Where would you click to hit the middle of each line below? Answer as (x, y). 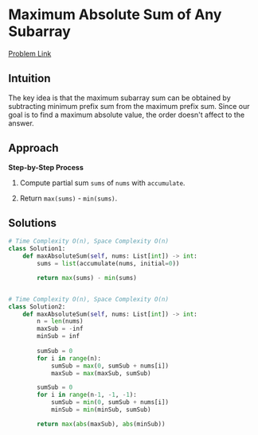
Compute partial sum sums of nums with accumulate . (102, 183)
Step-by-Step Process (46, 167)
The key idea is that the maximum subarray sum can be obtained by (119, 98)
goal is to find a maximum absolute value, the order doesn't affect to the (127, 115)
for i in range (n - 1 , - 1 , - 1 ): (87, 395)
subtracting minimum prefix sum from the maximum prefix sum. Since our (129, 106)
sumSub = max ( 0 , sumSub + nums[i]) (110, 366)
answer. (21, 123)
